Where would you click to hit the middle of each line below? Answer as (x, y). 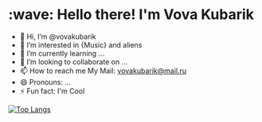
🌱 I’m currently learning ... (62, 53)
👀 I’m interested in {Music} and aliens (81, 44)
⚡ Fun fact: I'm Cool (52, 91)
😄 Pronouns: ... (45, 82)
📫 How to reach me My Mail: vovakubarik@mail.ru (103, 71)
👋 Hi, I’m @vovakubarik (58, 36)
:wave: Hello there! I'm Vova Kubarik (131, 15)
